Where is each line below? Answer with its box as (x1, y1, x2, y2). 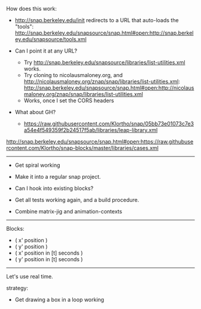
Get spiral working (14, 161, 60, 169)
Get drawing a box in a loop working (14, 296, 105, 303)
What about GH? (14, 109, 56, 115)
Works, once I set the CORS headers (23, 97, 114, 104)
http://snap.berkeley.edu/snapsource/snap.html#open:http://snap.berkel (14, 29, 194, 36)
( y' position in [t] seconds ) (14, 256, 83, 262)
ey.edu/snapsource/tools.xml (14, 36, 87, 42)
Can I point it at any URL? (14, 47, 78, 54)
